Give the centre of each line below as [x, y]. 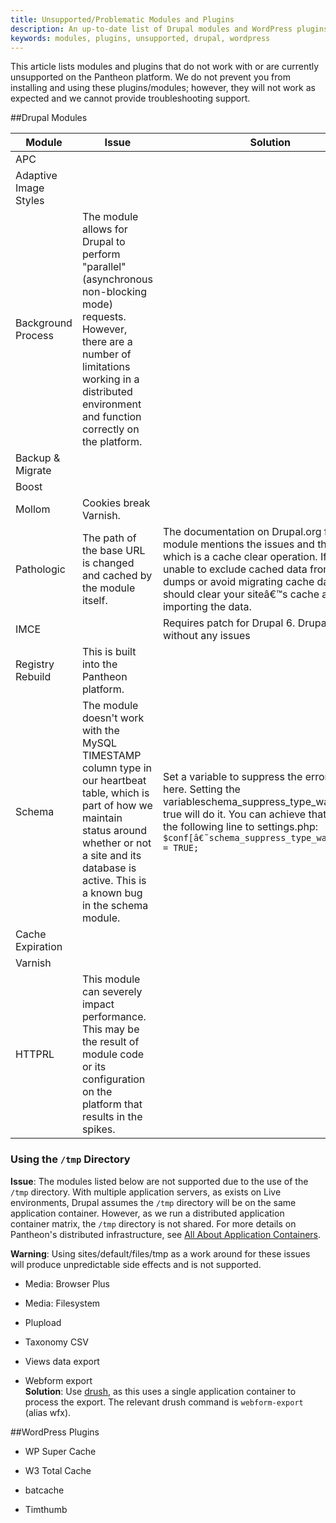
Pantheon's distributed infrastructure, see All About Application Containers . [166, 1234]
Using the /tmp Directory [70, 1159]
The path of [109, 538]
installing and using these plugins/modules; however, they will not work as [163, 88]
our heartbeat [114, 781]
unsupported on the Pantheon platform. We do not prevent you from [150, 77]
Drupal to [103, 242]
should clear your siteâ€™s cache [241, 594]
